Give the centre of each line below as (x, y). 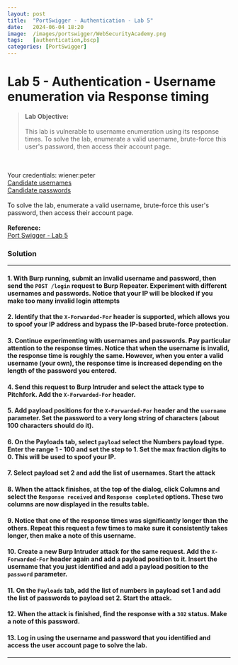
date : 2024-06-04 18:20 (45, 27)
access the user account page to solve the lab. (78, 645)
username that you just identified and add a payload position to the (108, 567)
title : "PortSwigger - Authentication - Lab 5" (80, 21)
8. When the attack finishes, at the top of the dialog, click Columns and (114, 489)
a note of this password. (44, 621)
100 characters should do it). (51, 426)
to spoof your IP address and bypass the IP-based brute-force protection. (118, 324)
